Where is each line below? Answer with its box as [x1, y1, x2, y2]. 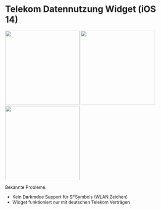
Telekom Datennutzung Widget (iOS [5, 3, 156, 15]
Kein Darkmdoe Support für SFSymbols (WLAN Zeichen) [12, 194, 128, 200]
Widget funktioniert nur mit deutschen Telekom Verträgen [12, 199, 130, 205]
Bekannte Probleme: [5, 184, 47, 190]
